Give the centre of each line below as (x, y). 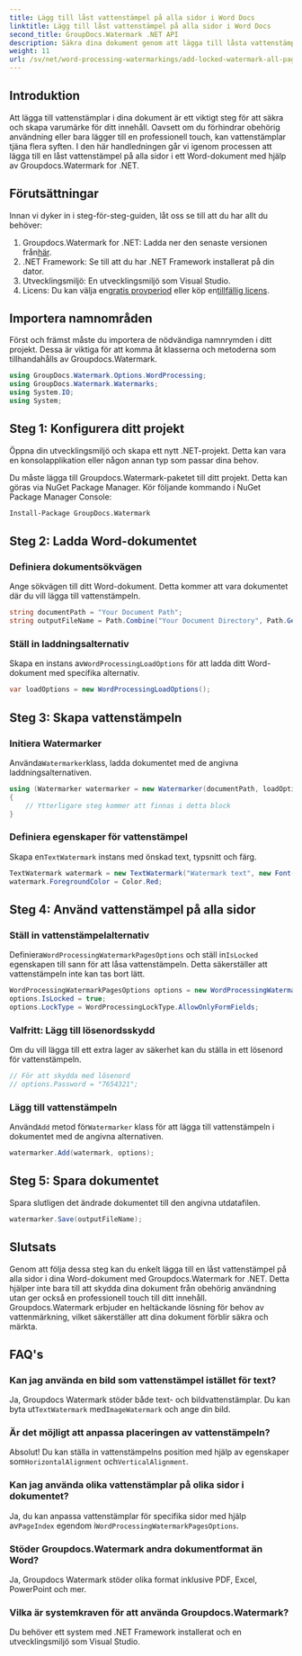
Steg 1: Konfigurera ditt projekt (97, 429)
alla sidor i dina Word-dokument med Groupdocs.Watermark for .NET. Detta (150, 1278)
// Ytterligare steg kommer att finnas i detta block (128, 805)
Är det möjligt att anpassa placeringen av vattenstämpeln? (140, 1433)
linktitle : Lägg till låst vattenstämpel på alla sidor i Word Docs (140, 26)
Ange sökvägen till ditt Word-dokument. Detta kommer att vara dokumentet (149, 587)
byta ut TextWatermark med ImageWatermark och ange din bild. (120, 1409)
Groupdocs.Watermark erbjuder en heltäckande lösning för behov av (137, 1307)
